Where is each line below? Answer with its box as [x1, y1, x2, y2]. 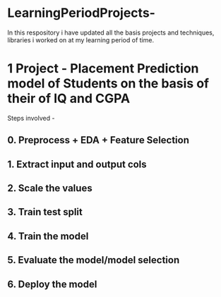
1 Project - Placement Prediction [7, 61, 199, 77]
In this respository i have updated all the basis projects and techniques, [7, 28, 215, 37]
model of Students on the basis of [7, 75, 210, 92]
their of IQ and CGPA [7, 90, 131, 107]
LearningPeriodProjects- [7, 5, 155, 21]
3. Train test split [7, 206, 83, 218]
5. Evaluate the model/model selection [7, 254, 180, 266]
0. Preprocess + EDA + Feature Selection [7, 134, 189, 146]
